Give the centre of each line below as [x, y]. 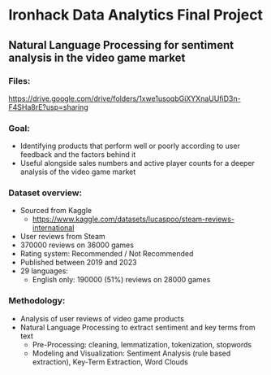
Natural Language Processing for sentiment [121, 45]
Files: [19, 81]
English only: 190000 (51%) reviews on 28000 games [121, 280]
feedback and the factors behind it [78, 155]
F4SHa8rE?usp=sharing [48, 107]
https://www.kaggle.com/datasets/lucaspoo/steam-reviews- [133, 219]
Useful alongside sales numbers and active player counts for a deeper [138, 164]
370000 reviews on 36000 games [77, 245]
